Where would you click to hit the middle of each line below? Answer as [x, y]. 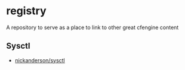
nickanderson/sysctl [40, 60]
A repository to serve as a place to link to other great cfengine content [92, 27]
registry [26, 11]
